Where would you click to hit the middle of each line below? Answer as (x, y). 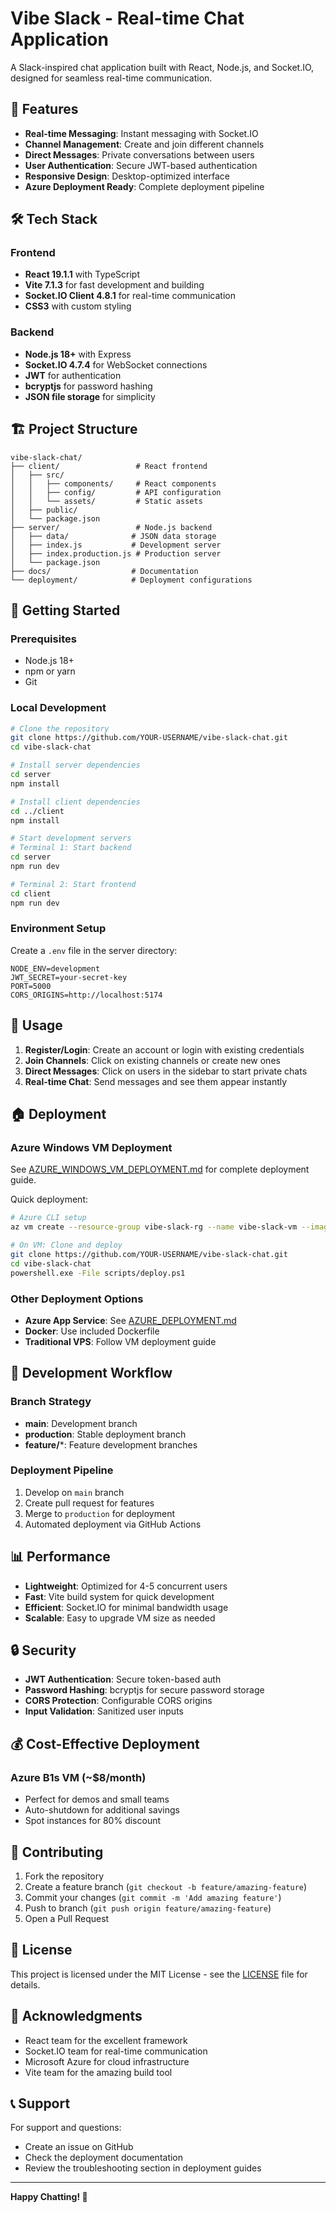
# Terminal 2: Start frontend (73, 884)
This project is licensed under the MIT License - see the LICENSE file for (159, 1974)
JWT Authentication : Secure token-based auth (123, 1679)
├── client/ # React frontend (109, 466)
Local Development (58, 708)
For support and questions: (66, 2128)
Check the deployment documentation (104, 2158)
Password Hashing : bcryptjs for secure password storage (144, 1690)
